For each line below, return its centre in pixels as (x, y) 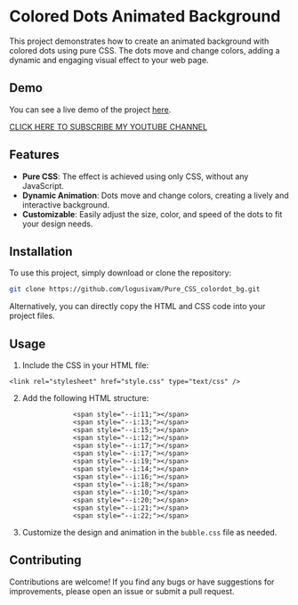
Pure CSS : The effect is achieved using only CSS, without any (135, 176)
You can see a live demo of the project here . (90, 110)
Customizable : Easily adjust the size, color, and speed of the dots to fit (152, 214)
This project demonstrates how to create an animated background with (139, 41)
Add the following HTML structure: (85, 398)
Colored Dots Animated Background (145, 16)
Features (34, 155)
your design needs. (57, 224)
